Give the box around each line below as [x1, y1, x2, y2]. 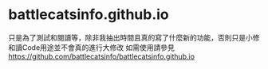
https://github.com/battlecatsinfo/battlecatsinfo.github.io [8, 52, 195, 61]
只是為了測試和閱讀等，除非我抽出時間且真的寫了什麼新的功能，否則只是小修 [8, 33, 260, 42]
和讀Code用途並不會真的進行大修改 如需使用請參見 [8, 42, 175, 52]
